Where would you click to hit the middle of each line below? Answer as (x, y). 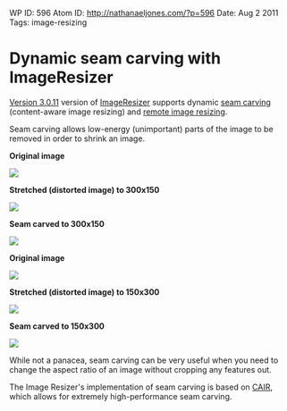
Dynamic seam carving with (115, 59)
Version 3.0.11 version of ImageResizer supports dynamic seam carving (140, 102)
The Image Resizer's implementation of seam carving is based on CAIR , (141, 387)
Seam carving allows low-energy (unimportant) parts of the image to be (142, 129)
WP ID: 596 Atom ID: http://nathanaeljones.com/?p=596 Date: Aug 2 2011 (144, 13)
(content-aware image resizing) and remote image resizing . (118, 112)
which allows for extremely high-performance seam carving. (121, 396)
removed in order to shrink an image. (77, 138)
